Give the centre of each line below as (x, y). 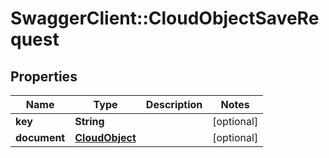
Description (174, 104)
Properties (44, 76)
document (40, 137)
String (89, 121)
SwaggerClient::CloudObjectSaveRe (165, 18)
